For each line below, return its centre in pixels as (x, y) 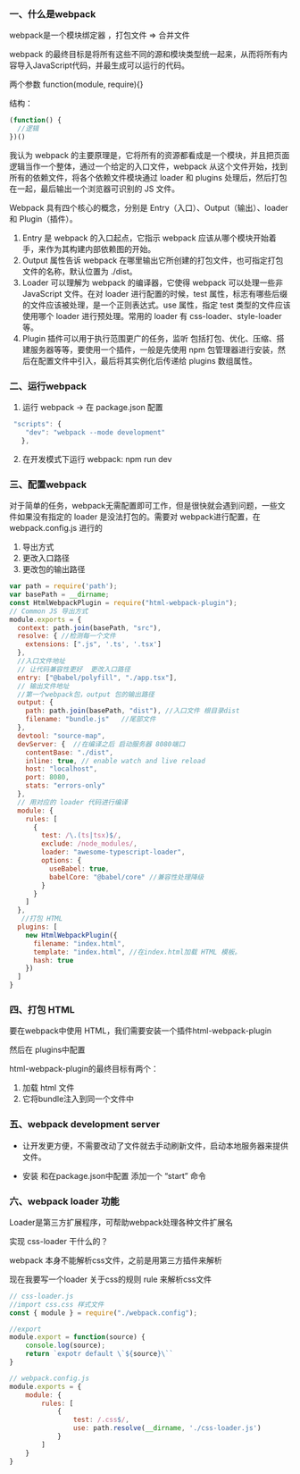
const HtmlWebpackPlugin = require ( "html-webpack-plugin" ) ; (124, 602)
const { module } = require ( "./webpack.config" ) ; (104, 1313)
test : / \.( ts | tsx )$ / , (82, 836)
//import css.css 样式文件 (57, 1304)
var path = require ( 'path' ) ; (63, 586)
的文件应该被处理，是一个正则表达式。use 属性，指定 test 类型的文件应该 (157, 305)
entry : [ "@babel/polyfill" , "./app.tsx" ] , (97, 678)
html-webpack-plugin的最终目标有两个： (84, 1069)
